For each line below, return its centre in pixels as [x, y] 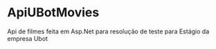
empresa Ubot [28, 38]
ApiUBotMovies [53, 13]
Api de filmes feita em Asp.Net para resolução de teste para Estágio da [108, 31]
